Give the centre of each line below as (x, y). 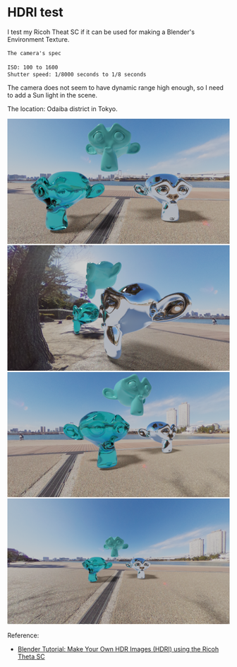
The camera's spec (34, 53)
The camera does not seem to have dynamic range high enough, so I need (116, 87)
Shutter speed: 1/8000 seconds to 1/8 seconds (77, 74)
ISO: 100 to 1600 (33, 67)
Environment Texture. (38, 39)
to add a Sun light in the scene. (52, 95)
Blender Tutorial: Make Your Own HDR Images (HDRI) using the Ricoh (118, 649)
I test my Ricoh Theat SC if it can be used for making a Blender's (101, 32)
